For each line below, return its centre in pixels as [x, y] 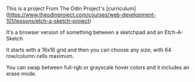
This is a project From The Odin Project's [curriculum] [71, 8]
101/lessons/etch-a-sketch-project [48, 21]
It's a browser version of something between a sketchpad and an [85, 32]
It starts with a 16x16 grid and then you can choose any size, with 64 [89, 50]
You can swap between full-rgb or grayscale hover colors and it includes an [98, 67]
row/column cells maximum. [40, 56]
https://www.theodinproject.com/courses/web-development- [82, 15]
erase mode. [21, 74]
